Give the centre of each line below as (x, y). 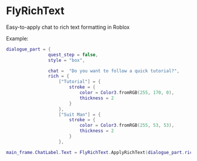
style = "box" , (66, 60)
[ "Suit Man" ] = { (79, 115)
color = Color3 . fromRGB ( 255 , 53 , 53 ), (127, 125)
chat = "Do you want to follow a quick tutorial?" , (114, 71)
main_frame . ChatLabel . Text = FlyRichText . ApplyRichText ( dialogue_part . (95, 152)
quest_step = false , (73, 55)
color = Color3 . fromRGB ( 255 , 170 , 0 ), (127, 93)
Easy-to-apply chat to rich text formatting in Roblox (68, 27)
